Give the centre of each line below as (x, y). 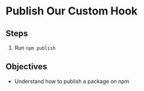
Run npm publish (35, 48)
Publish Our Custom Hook (72, 11)
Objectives (27, 67)
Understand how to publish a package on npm (72, 81)
